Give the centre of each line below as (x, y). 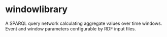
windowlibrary (36, 9)
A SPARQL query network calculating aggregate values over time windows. (84, 23)
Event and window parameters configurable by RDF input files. (71, 28)
